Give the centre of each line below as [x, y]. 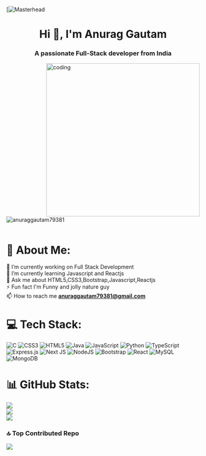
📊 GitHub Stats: [48, 385]
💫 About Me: [39, 250]
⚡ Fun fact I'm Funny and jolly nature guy [58, 287]
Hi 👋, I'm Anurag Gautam [103, 34]
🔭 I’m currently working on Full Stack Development [70, 267]
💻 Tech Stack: [44, 324]
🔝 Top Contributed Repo [43, 433]
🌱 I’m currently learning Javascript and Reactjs [65, 273]
